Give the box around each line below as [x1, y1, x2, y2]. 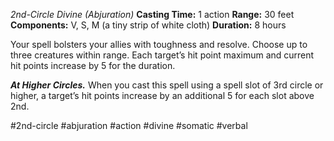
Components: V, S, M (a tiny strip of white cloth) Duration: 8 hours [10, 19, 287, 31]
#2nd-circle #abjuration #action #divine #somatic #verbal [10, 120, 248, 131]
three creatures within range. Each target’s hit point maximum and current [10, 49, 315, 61]
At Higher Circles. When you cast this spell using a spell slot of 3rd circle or [10, 79, 324, 91]
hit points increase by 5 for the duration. [10, 60, 176, 71]
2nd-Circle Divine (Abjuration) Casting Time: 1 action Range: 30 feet [10, 9, 295, 20]
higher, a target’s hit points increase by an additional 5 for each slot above [10, 90, 315, 101]
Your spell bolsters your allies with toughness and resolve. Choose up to [10, 39, 308, 50]
